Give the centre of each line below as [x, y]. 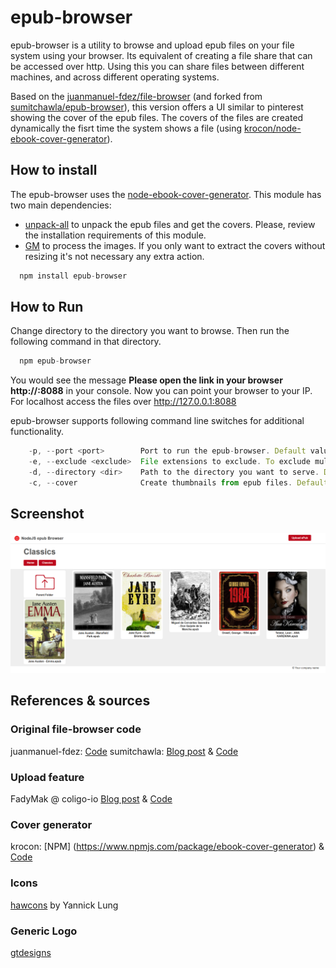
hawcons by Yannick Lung [64, 905]
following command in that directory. [86, 342]
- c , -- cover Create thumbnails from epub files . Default [178, 482]
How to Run [47, 307]
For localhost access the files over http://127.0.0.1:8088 [123, 402]
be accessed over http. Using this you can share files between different [157, 66]
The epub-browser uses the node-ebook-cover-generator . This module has [166, 194]
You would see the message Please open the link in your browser [146, 380]
